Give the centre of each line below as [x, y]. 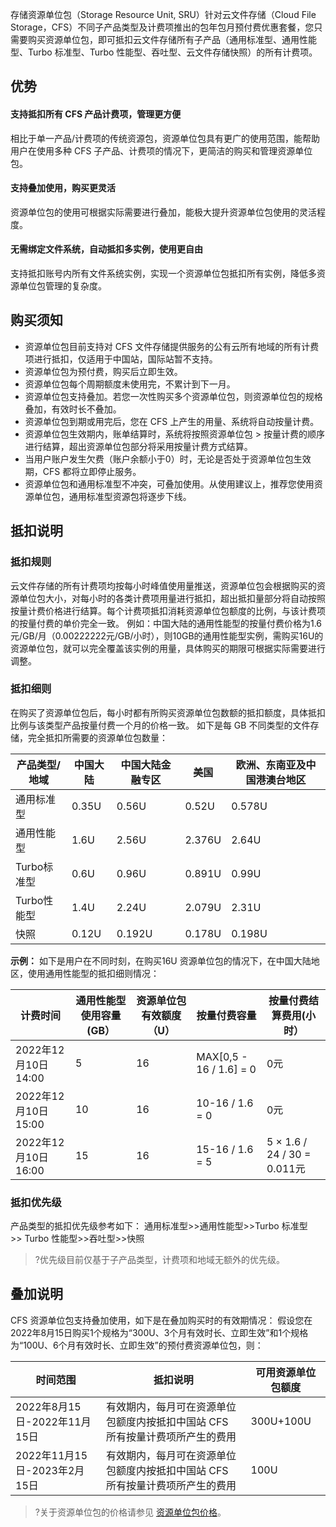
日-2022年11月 [53, 1421]
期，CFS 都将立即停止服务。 [83, 471]
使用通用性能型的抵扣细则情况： [93, 973]
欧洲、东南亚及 [271, 765]
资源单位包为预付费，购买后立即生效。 [103, 371]
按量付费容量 [226, 1015]
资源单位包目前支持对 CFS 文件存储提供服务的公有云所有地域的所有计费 [172, 346]
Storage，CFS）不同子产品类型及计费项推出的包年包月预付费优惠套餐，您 [162, 27]
